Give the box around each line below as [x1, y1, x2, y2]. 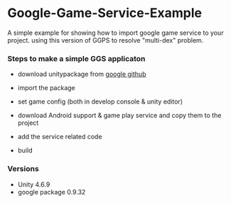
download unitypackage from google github [17, 70, 146, 79]
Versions [7, 164, 39, 174]
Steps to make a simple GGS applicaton [7, 53, 146, 63]
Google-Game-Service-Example [7, 5, 203, 21]
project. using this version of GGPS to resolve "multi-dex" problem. [7, 35, 204, 44]
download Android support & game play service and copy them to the [17, 111, 222, 120]
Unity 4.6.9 [17, 180, 50, 189]
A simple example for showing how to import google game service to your [7, 28, 224, 37]
